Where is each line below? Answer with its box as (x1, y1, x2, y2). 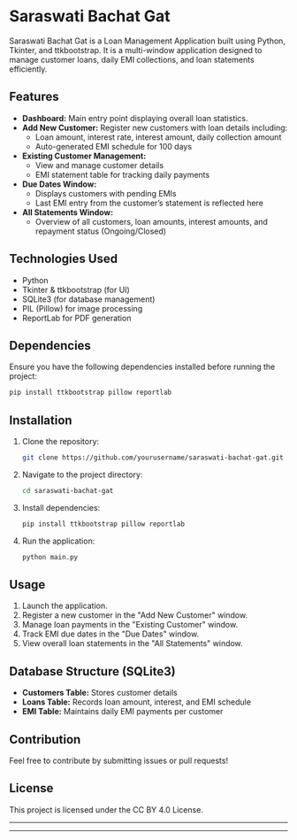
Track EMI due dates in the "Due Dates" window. (21, 628, 200, 639)
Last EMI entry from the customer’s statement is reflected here (34, 197, 263, 208)
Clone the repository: (21, 436, 100, 447)
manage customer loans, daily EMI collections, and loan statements (9, 54, 255, 65)
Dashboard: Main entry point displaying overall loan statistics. (21, 112, 249, 123)
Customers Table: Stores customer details (21, 688, 179, 698)
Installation (9, 412, 72, 428)
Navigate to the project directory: (21, 469, 143, 480)
